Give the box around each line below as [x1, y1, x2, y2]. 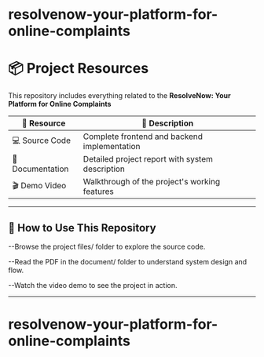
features [82, 186, 114, 197]
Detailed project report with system [82, 154, 214, 165]
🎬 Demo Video [12, 180, 67, 191]
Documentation [12, 163, 69, 174]
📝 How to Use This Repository [8, 221, 156, 235]
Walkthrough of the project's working [82, 177, 221, 188]
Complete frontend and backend [82, 131, 203, 142]
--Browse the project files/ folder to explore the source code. [8, 242, 206, 251]
